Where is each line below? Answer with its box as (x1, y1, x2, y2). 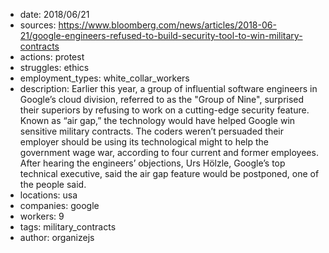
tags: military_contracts (19, 221, 117, 233)
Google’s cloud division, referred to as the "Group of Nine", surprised (19, 94, 305, 105)
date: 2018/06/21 (19, 9, 90, 20)
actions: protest (19, 51, 85, 63)
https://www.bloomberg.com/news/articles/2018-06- (58, 19, 277, 31)
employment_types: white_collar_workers (19, 72, 190, 84)
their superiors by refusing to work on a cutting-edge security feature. (19, 104, 310, 116)
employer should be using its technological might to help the (19, 136, 270, 148)
